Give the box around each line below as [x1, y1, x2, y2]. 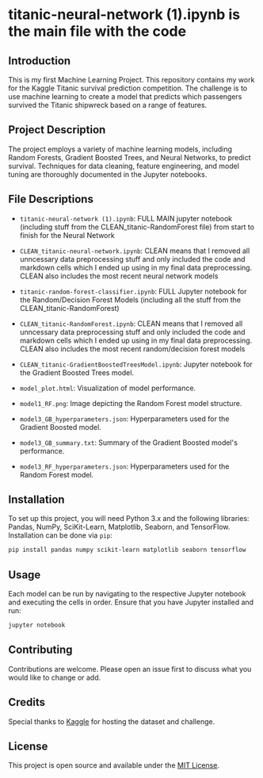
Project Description [8, 123, 106, 136]
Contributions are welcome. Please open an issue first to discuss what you [8, 664, 252, 673]
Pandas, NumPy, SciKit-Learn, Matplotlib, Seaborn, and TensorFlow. [8, 522, 231, 532]
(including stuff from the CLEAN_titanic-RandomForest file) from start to [19, 222, 255, 232]
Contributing [8, 643, 73, 657]
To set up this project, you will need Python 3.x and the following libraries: [8, 514, 250, 523]
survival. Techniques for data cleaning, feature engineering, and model [8, 161, 240, 171]
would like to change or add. [8, 673, 101, 682]
